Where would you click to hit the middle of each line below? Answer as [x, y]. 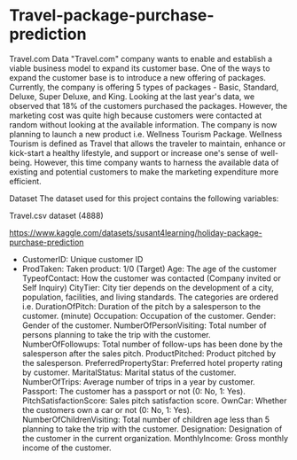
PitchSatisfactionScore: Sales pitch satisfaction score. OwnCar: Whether [154, 401]
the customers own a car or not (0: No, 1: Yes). [107, 409]
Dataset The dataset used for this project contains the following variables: [144, 198]
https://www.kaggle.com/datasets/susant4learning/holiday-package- [136, 232]
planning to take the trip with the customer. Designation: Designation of [152, 429]
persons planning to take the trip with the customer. [116, 334]
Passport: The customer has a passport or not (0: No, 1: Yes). [133, 391]
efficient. [25, 181]
